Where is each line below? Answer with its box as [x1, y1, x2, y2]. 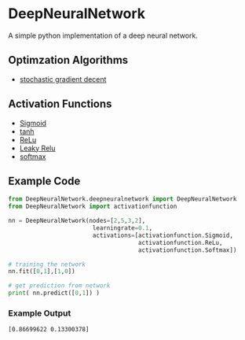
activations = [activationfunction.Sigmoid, [92, 231, 234, 239]
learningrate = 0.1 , [92, 224, 153, 232]
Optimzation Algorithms [8, 54, 129, 67]
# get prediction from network [8, 282, 111, 290]
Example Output [8, 308, 71, 319]
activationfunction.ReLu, [137, 238, 223, 246]
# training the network [8, 261, 86, 268]
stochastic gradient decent [19, 74, 107, 83]
